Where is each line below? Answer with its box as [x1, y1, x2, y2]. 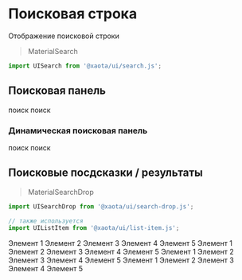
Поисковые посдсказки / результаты [8, 166, 203, 180]
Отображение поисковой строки [8, 31, 119, 41]
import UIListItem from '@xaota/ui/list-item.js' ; [8, 224, 180, 232]
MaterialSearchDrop [27, 187, 94, 196]
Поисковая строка [8, 5, 138, 23]
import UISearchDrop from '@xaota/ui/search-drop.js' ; [8, 202, 194, 211]
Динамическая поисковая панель [8, 125, 148, 136]
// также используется [8, 216, 84, 225]
